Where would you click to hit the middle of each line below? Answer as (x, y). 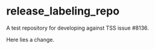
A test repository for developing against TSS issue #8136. (77, 28)
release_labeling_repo (63, 11)
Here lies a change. (30, 39)
